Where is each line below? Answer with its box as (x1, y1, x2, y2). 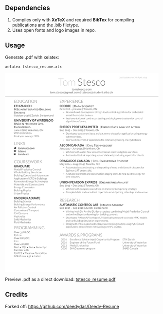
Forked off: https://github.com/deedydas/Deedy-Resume (5, 303, 119, 309)
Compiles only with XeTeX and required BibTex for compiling (12, 17, 135, 22)
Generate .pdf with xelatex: (5, 54, 59, 60)
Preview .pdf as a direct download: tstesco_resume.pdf (5, 277, 116, 282)
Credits (5, 291, 28, 299)
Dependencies (5, 4, 50, 12)
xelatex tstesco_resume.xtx (5, 64, 62, 69)
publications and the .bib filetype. (12, 22, 79, 28)
